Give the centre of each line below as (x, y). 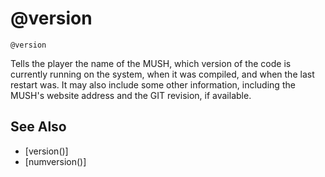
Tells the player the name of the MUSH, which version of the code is (151, 63)
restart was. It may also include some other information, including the (153, 84)
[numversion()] (55, 161)
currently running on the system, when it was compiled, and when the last (162, 74)
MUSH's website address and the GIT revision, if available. (131, 95)
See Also (38, 127)
